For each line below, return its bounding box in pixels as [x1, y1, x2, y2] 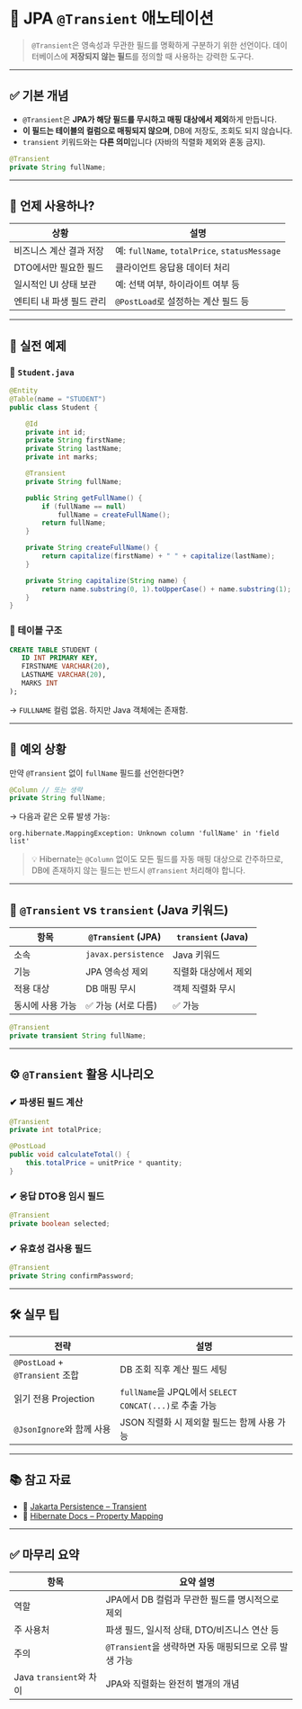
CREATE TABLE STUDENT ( [9, 645, 99, 654]
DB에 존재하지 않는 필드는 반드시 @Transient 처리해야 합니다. [31, 865, 245, 876]
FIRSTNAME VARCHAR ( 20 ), [21, 662, 111, 671]
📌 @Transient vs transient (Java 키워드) [9, 902, 229, 918]
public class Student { [9, 402, 99, 412]
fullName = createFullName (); [57, 510, 171, 519]
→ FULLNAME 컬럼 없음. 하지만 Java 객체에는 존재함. [9, 704, 189, 715]
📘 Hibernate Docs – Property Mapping [22, 1510, 164, 1521]
